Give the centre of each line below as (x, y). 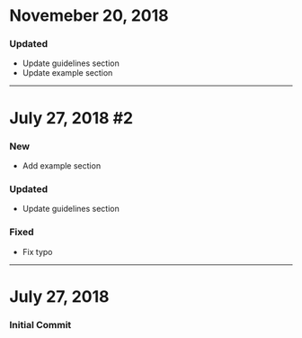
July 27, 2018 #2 (71, 118)
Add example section (62, 165)
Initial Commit (40, 324)
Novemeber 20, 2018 (89, 16)
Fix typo (37, 251)
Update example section (67, 73)
